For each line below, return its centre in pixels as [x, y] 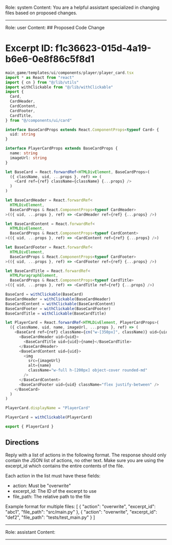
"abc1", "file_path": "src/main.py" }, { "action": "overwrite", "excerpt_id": [81, 512]
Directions [22, 443]
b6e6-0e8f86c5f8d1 [50, 59]
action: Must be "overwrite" [42, 486]
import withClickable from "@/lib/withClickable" [59, 87]
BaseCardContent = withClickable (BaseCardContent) [60, 304]
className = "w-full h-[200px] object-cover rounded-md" [88, 370]
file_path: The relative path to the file [51, 496]
